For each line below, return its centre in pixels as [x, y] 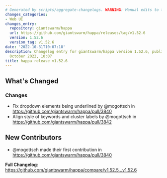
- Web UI [14, 19]
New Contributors [34, 138]
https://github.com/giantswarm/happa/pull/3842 [62, 122]
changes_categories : [27, 14]
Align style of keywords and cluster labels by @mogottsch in [74, 116]
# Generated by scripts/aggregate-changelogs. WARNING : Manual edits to [82, 10]
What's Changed [32, 81]
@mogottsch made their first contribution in [57, 150]
